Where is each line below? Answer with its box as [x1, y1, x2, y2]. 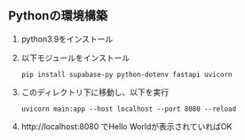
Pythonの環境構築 [8, 8, 108, 24]
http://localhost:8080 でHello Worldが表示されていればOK [20, 121, 233, 131]
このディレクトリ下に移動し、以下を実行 [20, 87, 170, 97]
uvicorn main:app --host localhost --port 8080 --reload [20, 105, 237, 113]
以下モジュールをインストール [20, 52, 130, 63]
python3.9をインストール [20, 34, 114, 44]
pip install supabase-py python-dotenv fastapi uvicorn [20, 70, 233, 79]
